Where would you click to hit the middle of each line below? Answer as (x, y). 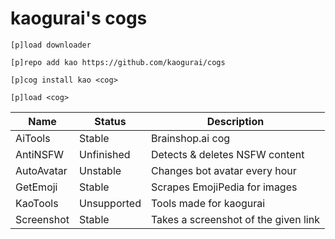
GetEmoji (36, 187)
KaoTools (37, 203)
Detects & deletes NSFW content (227, 154)
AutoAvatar (41, 170)
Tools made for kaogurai (208, 203)
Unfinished (105, 154)
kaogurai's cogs (79, 18)
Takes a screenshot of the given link (235, 219)
